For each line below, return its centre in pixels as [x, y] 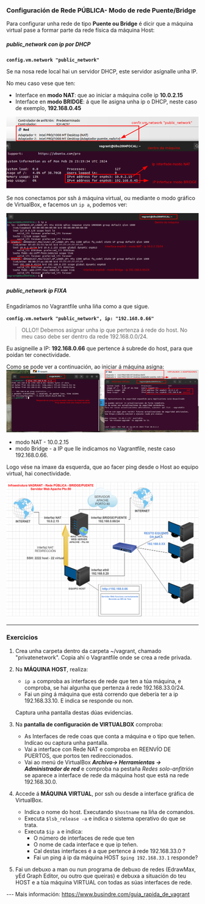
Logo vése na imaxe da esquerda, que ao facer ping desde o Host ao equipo [103, 467]
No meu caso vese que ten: [41, 83]
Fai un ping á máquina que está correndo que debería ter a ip [101, 694]
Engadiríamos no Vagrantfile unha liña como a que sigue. [78, 306]
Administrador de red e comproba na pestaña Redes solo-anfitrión [109, 769]
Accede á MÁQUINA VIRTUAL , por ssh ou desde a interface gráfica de [104, 793]
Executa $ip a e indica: [53, 831]
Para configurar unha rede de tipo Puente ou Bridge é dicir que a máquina [100, 24]
